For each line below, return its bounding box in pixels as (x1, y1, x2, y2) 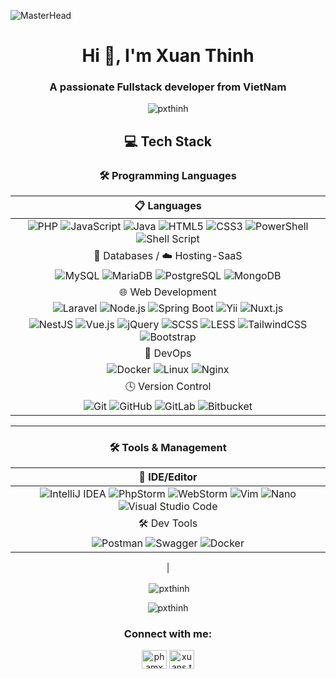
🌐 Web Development (119, 285, 217, 299)
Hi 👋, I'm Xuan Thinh (81, 45, 255, 67)
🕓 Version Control (124, 380, 212, 394)
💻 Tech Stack (123, 133, 213, 150)
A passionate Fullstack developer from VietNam (49, 80, 287, 94)
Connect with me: (123, 627, 213, 641)
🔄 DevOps (144, 346, 192, 360)
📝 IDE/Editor (138, 470, 198, 484)
